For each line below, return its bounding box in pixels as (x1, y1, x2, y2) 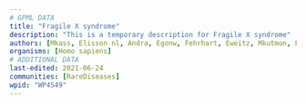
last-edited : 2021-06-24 (9, 64, 104, 73)
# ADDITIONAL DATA (9, 55, 79, 64)
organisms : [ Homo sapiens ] (9, 47, 112, 56)
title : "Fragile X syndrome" (9, 22, 120, 31)
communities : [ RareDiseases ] (9, 72, 120, 81)
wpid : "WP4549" (9, 80, 67, 90)
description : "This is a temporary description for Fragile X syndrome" (9, 30, 291, 39)
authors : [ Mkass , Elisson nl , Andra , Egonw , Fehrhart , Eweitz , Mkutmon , (9, 38, 291, 48)
